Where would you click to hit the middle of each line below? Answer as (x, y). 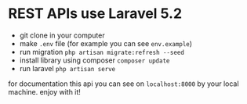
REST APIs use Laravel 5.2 (95, 14)
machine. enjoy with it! (44, 91)
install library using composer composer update (94, 60)
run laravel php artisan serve (67, 68)
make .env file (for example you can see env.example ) (106, 43)
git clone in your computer (62, 35)
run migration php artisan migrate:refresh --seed (102, 52)
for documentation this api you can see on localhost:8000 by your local (123, 84)
